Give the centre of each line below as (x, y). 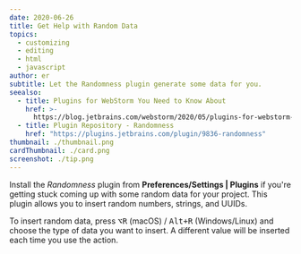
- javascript (42, 68)
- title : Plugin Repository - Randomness (96, 126)
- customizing (43, 42)
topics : (24, 34)
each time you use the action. (64, 240)
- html (30, 59)
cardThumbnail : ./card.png (60, 150)
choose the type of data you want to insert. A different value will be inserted (150, 230)
